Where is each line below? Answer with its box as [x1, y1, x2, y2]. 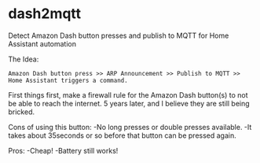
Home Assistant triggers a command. [8, 76, 128, 84]
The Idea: [8, 54, 39, 64]
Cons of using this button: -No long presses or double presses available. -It [8, 122, 252, 132]
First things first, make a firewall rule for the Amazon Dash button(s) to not [8, 90, 248, 99]
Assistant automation [8, 39, 77, 48]
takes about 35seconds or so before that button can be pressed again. [8, 131, 237, 140]
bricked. [8, 107, 35, 117]
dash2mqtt [8, 5, 82, 23]
